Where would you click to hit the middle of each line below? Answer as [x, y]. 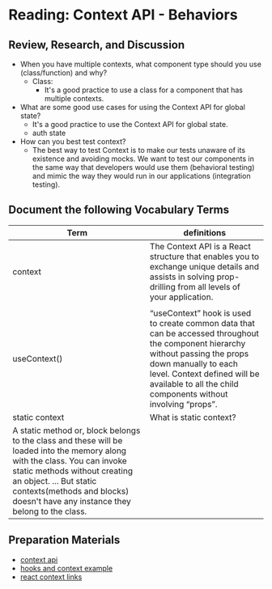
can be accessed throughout [204, 333]
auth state [49, 133]
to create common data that [202, 323]
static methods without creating [73, 471]
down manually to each [194, 363]
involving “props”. [183, 404]
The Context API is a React [200, 246]
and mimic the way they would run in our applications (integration [141, 176]
